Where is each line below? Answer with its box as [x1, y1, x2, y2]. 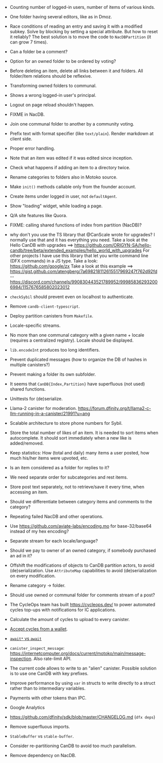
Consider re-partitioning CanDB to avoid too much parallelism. [9, 743, 137, 749]
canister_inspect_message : [9, 645, 65, 651]
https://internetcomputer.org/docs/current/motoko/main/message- [9, 650, 146, 656]
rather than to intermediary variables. [9, 685, 86, 691]
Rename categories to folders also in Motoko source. [9, 174, 118, 180]
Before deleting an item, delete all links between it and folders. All [9, 68, 143, 74]
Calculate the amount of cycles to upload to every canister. [9, 617, 130, 622]
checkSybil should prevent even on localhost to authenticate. [9, 294, 134, 300]
